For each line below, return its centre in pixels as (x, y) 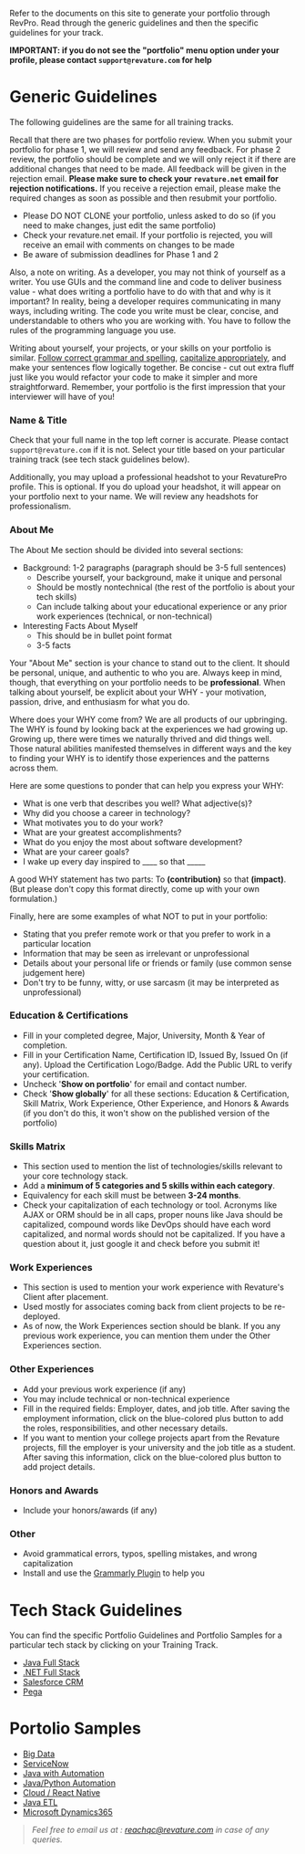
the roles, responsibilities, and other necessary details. (125, 1428)
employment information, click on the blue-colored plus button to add (153, 1418)
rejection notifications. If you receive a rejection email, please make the (145, 188)
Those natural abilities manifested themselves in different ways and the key (151, 749)
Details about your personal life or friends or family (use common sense (157, 963)
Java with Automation (63, 1774)
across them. (34, 768)
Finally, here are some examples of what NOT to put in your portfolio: (139, 916)
